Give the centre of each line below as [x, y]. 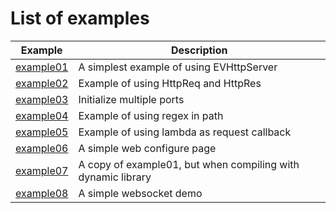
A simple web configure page [147, 148]
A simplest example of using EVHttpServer [178, 67]
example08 [42, 193]
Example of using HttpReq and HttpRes [170, 83]
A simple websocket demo [140, 193]
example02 [42, 83]
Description [199, 50]
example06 [42, 148]
